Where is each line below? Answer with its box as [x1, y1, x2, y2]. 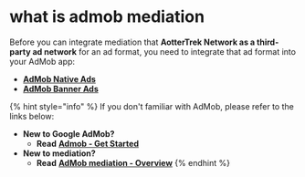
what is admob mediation [9, 6, 205, 27]
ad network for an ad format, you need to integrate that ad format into [32, 46, 297, 57]
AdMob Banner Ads [22, 83, 99, 94]
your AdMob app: [9, 56, 76, 67]
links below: [9, 110, 55, 121]
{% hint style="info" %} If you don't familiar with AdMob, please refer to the [9, 100, 294, 111]
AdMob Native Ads [22, 73, 96, 84]
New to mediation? [22, 148, 96, 159]
